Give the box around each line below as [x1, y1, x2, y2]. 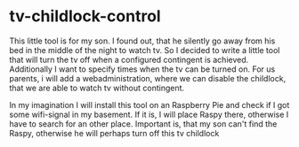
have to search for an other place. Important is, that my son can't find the [9, 118, 278, 129]
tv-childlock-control [9, 6, 162, 27]
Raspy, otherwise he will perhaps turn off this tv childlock [9, 128, 220, 138]
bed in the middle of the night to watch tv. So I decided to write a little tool [9, 44, 280, 55]
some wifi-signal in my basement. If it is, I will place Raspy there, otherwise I [9, 109, 289, 120]
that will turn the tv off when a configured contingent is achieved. [9, 54, 249, 65]
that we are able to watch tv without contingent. [9, 82, 185, 93]
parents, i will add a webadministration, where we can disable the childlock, [9, 73, 287, 83]
